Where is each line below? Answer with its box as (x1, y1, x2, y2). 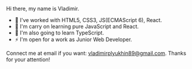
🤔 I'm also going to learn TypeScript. (14, 29, 104, 36)
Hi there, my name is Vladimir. (6, 5, 79, 12)
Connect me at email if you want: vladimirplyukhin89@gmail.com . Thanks (6, 50, 187, 57)
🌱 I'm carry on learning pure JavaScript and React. (14, 23, 139, 30)
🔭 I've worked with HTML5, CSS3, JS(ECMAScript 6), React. (14, 17, 162, 23)
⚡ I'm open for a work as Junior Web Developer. (14, 36, 133, 43)
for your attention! (6, 56, 51, 63)
